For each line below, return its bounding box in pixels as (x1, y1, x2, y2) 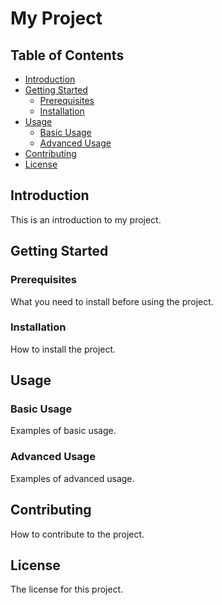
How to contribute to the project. (10, 528, 145, 540)
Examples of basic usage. (10, 425, 117, 437)
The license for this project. (10, 583, 124, 596)
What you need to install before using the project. (10, 295, 214, 307)
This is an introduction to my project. (10, 213, 162, 226)
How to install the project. (10, 343, 117, 355)
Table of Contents (10, 47, 125, 64)
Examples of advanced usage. (10, 472, 135, 484)
